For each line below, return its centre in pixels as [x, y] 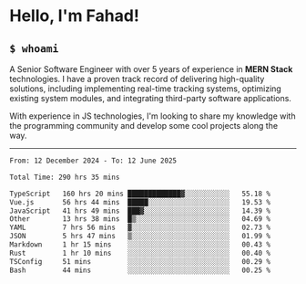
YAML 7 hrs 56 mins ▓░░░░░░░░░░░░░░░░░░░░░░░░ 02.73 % [140, 228]
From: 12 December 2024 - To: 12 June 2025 [93, 161]
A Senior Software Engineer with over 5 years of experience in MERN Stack [151, 69]
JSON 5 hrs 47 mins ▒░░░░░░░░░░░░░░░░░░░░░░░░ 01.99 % [140, 237]
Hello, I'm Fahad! [74, 16]
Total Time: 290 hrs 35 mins [65, 177]
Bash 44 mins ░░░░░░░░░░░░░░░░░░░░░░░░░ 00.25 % [140, 270]
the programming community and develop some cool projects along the [144, 126]
